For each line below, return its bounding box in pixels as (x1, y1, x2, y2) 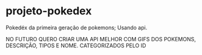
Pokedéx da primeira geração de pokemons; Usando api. (5, 24, 148, 31)
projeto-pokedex (5, 4, 92, 18)
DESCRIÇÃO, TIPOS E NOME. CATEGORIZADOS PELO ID (5, 42, 146, 49)
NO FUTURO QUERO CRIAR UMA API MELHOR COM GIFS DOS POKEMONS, (5, 35, 196, 42)
